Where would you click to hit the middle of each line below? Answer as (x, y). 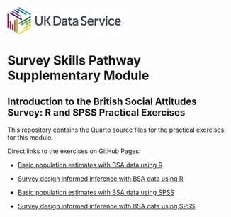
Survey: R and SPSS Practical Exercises (96, 113)
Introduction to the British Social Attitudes (102, 102)
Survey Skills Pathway (74, 60)
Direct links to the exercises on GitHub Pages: (74, 151)
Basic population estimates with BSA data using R (90, 165)
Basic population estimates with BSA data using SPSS (96, 192)
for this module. (30, 137)
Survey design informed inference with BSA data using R (100, 178)
